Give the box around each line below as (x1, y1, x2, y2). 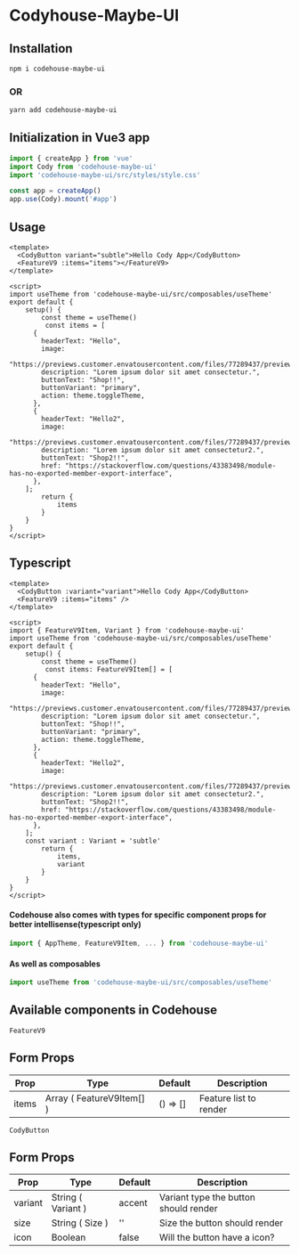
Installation (9, 41, 73, 56)
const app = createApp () (9, 186, 101, 196)
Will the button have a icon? (158, 1231, 275, 1243)
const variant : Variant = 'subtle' (25, 836, 162, 845)
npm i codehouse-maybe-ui (9, 64, 105, 73)
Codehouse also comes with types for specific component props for (9, 909, 267, 920)
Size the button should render (158, 1217, 284, 1229)
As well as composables (9, 958, 101, 969)
